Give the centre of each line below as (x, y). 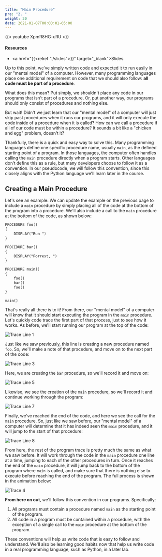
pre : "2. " (16, 14)
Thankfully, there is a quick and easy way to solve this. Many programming (80, 143)
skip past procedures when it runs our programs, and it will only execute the (81, 118)
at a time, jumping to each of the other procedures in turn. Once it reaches (79, 461)
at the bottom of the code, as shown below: (48, 216)
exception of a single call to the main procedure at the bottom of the (79, 525)
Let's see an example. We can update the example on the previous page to (79, 200)
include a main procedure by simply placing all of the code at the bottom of (79, 206)
